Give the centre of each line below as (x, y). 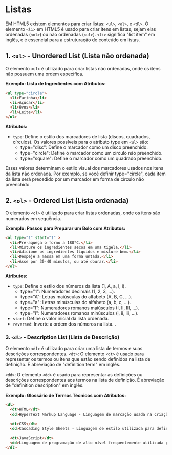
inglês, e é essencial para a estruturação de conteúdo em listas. (73, 40)
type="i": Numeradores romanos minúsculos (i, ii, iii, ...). (79, 313)
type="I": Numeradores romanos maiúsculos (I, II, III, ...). (80, 308)
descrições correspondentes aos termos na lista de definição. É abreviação (85, 380)
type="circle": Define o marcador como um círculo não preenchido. (91, 153)
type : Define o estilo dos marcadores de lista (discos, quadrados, (81, 136)
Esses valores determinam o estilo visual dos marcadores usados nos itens (84, 168)
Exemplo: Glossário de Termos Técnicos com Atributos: (66, 396)
